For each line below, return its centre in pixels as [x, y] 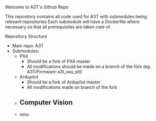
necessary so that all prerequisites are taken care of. [58, 27]
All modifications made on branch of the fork [72, 87]
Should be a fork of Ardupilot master [64, 82]
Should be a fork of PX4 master [59, 61]
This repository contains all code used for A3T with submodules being [76, 16]
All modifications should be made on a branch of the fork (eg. [89, 66]
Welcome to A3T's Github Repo [37, 7]
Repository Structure [26, 36]
